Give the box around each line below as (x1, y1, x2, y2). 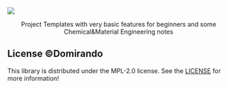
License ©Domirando (7, 48, 104, 60)
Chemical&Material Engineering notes (64, 27, 174, 36)
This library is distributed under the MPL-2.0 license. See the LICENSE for (7, 66, 221, 75)
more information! (7, 74, 59, 82)
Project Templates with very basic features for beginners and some (20, 20, 217, 28)
